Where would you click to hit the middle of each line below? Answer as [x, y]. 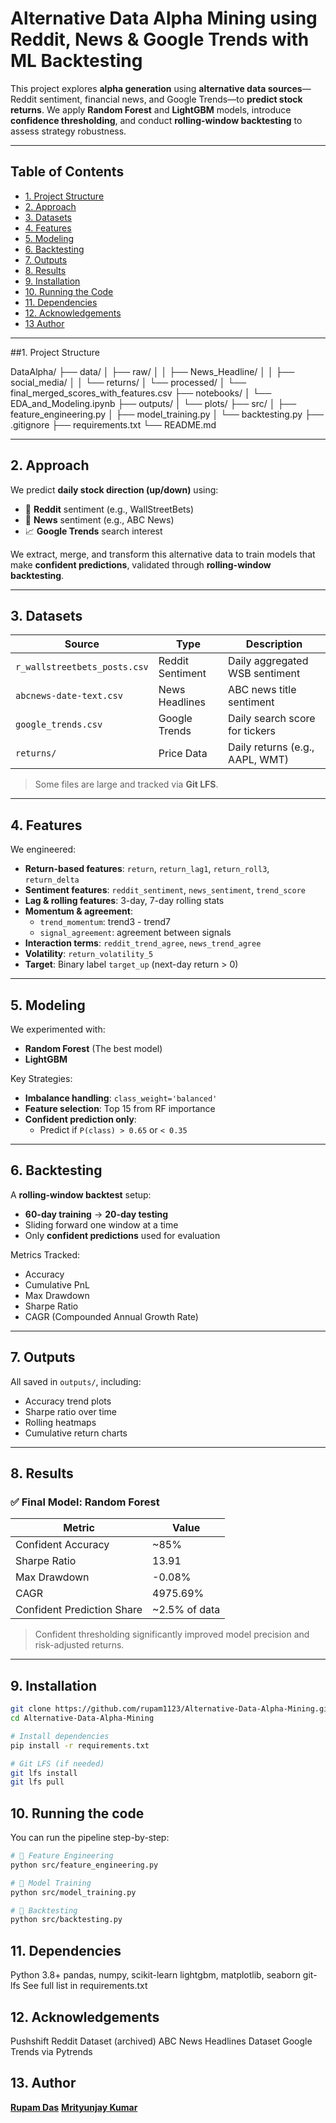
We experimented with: [58, 1029]
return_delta [52, 880]
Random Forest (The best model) [93, 1048]
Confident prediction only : [80, 1119]
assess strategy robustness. [68, 131]
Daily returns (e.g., [271, 747]
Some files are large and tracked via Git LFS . [126, 784]
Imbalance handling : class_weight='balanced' [121, 1098]
